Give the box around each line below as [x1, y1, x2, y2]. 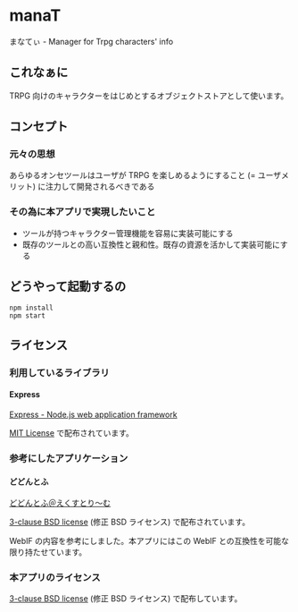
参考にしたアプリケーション [9, 452, 128, 464]
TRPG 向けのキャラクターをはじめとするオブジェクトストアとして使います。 [9, 90, 289, 101]
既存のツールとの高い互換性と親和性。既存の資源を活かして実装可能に [21, 239, 281, 250]
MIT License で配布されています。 [9, 428, 134, 438]
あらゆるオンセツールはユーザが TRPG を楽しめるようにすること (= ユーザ [9, 170, 282, 181]
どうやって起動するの [9, 279, 127, 294]
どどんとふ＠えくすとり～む [9, 497, 112, 508]
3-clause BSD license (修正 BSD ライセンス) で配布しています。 [9, 593, 243, 604]
